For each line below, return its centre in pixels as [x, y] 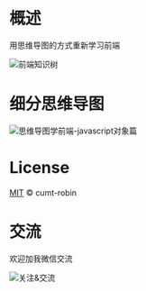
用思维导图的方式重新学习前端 [64, 45]
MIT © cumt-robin [43, 192]
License [40, 168]
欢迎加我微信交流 [41, 259]
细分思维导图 [57, 104]
